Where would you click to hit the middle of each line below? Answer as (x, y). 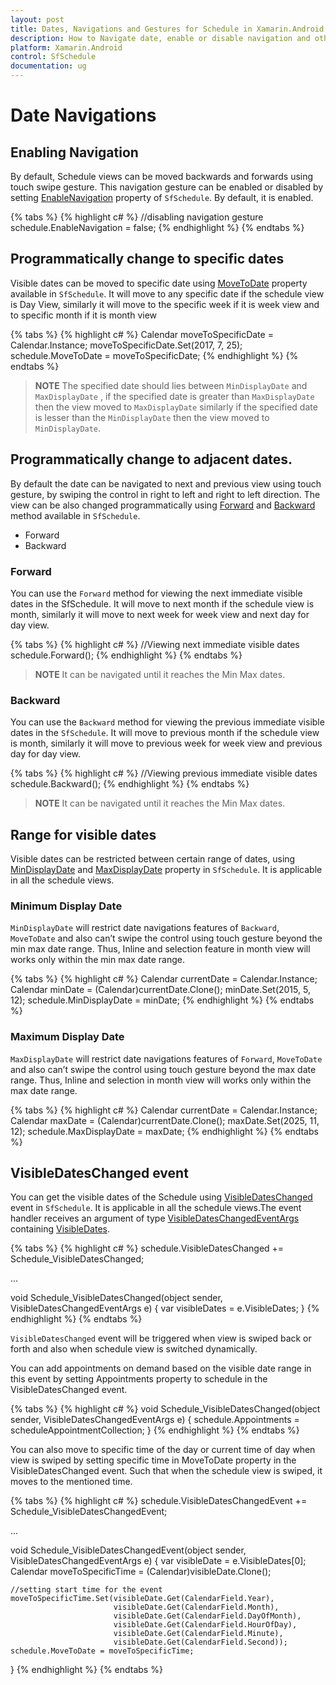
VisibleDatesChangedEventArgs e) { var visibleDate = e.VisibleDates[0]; (158, 1561)
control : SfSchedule (53, 57)
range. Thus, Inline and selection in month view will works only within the (161, 1080)
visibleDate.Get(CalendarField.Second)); (200, 1642)
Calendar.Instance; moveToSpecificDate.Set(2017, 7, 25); (126, 345)
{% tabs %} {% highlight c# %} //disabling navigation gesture (137, 217)
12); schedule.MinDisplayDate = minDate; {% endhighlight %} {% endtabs (162, 1000)
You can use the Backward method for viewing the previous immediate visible (167, 722)
